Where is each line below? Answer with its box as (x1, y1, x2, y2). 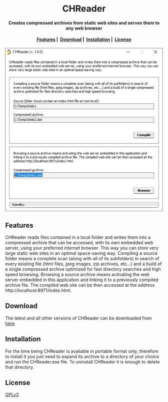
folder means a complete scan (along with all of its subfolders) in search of (5, 256, 159, 262)
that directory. (5, 364, 34, 370)
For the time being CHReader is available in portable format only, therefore (5, 348, 158, 354)
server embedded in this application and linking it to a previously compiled (5, 277, 158, 283)
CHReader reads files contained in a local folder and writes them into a (5, 234, 151, 240)
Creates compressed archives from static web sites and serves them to (8, 19, 160, 25)
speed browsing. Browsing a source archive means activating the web (5, 272, 150, 278)
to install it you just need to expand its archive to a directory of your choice (5, 353, 159, 360)
